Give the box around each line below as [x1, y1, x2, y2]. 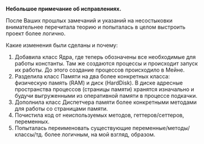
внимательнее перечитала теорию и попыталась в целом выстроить [5, 24, 186, 30]
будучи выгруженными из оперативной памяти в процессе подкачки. [14, 92, 198, 99]
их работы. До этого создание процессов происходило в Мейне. [14, 66, 185, 74]
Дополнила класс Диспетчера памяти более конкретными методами [14, 98, 197, 106]
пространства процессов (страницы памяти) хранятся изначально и [14, 86, 194, 93]
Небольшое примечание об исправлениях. [5, 5, 122, 12]
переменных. [14, 118, 50, 125]
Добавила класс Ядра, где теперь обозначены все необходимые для [14, 53, 196, 60]
